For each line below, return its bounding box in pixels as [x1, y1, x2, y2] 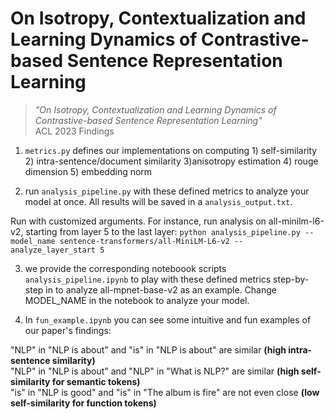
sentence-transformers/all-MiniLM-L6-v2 [59, 236, 230, 246]
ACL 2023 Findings [34, 125, 115, 137]
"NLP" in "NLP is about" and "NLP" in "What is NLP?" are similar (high [10, 365, 300, 377]
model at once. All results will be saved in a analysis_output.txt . [24, 195, 293, 207]
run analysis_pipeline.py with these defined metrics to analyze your [24, 185, 310, 197]
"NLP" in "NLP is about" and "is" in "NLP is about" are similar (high [10, 343, 287, 356]
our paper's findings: [24, 324, 112, 336]
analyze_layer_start [10, 245, 97, 255]
